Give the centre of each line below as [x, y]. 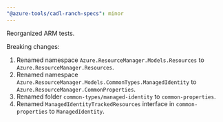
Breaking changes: [33, 46]
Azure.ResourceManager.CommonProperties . [76, 89]
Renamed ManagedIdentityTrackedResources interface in [95, 103]
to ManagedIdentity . [77, 111]
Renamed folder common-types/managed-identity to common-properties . [116, 96]
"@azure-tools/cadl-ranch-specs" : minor [65, 13]
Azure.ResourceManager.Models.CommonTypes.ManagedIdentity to [106, 82]
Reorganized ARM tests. [41, 33]
